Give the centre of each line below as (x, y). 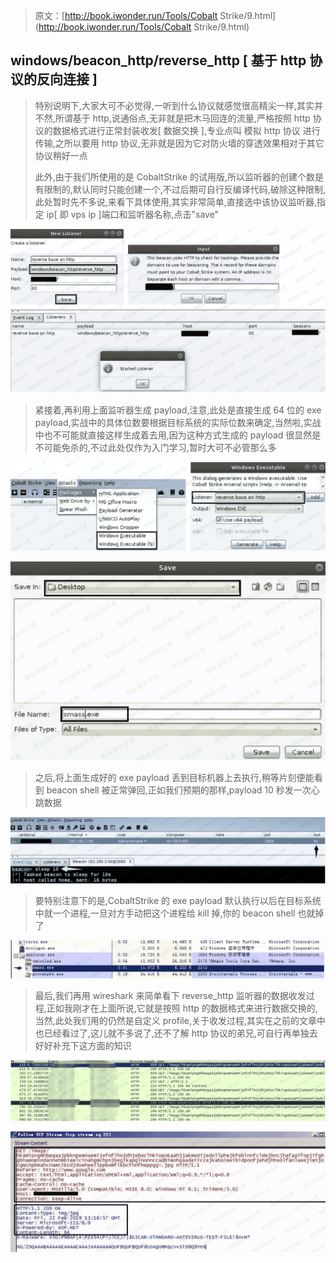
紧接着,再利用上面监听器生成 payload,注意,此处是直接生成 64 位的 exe (178, 410)
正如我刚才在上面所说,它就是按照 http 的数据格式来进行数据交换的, (182, 1008)
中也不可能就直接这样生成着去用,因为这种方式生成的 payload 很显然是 (178, 435)
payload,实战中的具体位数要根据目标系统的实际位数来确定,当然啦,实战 (178, 422)
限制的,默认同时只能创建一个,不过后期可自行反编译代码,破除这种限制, (184, 189)
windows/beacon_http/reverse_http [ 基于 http (158, 60)
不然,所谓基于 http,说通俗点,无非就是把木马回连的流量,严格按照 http (172, 118)
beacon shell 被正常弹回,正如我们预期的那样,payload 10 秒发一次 (179, 790)
